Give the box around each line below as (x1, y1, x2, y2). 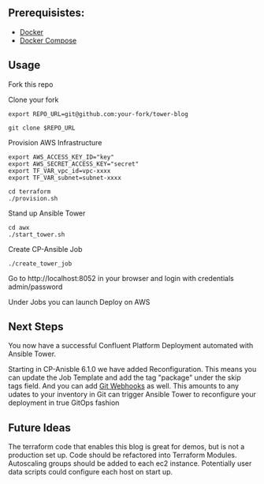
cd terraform (8, 187, 51, 196)
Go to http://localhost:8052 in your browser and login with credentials (8, 273, 234, 283)
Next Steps (8, 320, 64, 334)
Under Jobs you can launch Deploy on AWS (8, 297, 151, 306)
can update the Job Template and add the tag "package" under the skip (8, 373, 242, 382)
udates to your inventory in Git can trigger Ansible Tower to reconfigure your (8, 390, 256, 400)
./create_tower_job (8, 260, 73, 268)
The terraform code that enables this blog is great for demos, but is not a (8, 442, 245, 452)
